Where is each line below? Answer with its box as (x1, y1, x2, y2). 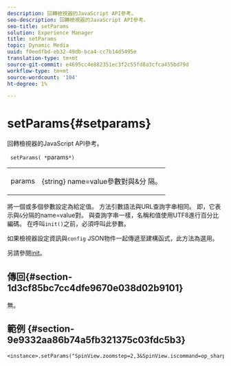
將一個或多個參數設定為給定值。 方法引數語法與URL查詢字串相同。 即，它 (7, 203, 215, 211)
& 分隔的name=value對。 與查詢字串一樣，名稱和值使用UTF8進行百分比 (19, 211, 219, 220)
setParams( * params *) (10, 153, 75, 161)
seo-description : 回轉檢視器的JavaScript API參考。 (7, 16, 149, 23)
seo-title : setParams (7, 23, 69, 30)
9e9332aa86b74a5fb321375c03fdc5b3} (7, 334, 186, 346)
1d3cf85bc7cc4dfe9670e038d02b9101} (7, 282, 184, 294)
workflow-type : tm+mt (7, 67, 69, 74)
